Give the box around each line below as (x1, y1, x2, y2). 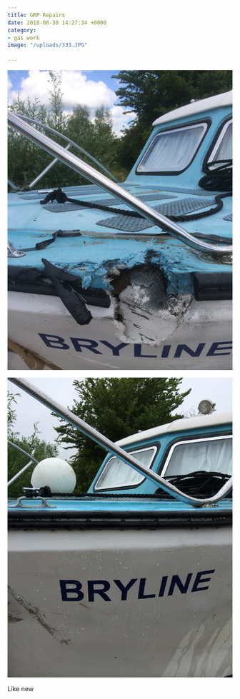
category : (7, 26, 37, 34)
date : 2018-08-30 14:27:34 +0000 (7, 19, 107, 26)
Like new (7, 685, 34, 693)
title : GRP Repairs (7, 11, 66, 19)
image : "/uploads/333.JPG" (7, 41, 88, 49)
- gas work (7, 34, 40, 41)
